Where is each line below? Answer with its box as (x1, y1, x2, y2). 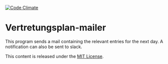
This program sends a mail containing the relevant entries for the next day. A (5, 38, 163, 44)
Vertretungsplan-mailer (5, 22, 106, 33)
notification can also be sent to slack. (5, 44, 83, 50)
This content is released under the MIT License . (5, 53, 104, 59)
